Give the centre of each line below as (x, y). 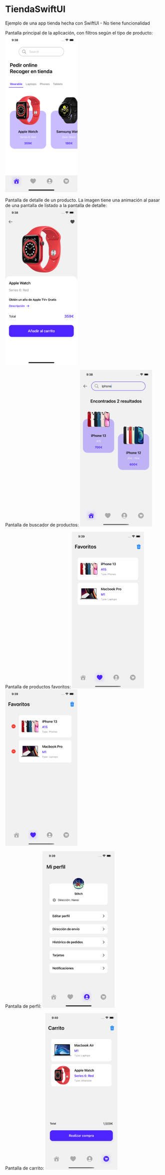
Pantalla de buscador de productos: (42, 525)
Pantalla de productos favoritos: (38, 686)
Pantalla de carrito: (24, 1168)
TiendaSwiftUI (35, 9)
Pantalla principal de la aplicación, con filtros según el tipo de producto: (79, 33)
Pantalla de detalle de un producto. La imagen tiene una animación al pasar (82, 200)
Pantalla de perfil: (23, 1006)
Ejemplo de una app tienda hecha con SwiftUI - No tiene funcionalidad (77, 23)
